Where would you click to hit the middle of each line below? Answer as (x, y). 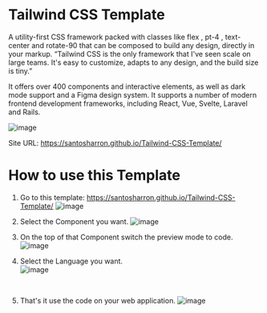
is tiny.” (20, 70)
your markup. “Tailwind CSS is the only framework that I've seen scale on (129, 54)
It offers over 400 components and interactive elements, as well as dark (127, 86)
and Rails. (24, 112)
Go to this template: (53, 197)
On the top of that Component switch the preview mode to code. (127, 237)
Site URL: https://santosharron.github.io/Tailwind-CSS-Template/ (115, 142)
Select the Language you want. (71, 261)
